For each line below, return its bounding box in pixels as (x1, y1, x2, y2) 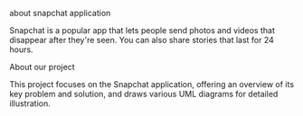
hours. (9, 44, 33, 55)
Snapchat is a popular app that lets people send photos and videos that (9, 25, 276, 35)
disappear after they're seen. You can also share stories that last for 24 (9, 35, 274, 45)
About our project (9, 62, 75, 72)
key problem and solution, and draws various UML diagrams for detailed (9, 89, 279, 99)
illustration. (9, 98, 52, 109)
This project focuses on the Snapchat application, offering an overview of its (9, 79, 295, 89)
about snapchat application (9, 8, 111, 18)
